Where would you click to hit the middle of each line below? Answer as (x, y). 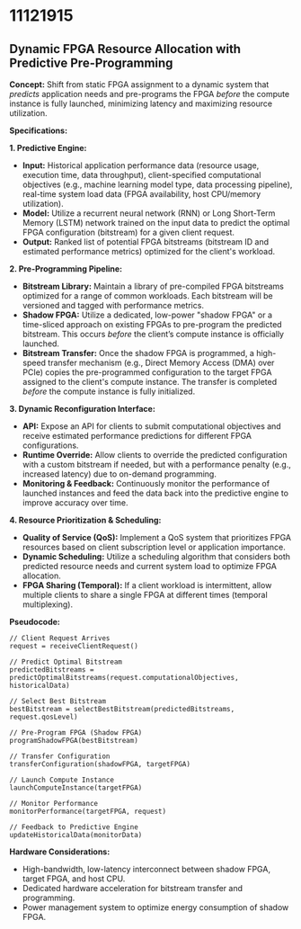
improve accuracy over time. (75, 503)
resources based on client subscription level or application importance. (154, 547)
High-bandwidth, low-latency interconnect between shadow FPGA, (146, 869)
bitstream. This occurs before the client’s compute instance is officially (153, 334)
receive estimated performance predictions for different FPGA (137, 436)
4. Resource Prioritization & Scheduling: (85, 520)
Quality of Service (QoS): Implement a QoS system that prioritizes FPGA (157, 537)
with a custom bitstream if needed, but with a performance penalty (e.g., (157, 464)
